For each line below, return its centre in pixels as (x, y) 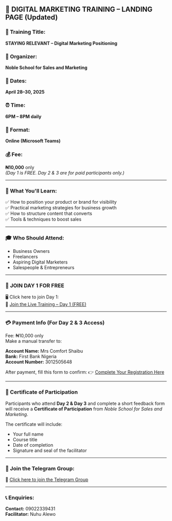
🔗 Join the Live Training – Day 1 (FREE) (46, 305)
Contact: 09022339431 (30, 509)
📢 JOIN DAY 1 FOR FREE (35, 286)
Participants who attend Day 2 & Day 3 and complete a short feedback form (85, 403)
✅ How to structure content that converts (49, 213)
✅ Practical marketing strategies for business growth (61, 208)
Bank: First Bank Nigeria (31, 357)
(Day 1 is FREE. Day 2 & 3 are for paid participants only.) (65, 173)
